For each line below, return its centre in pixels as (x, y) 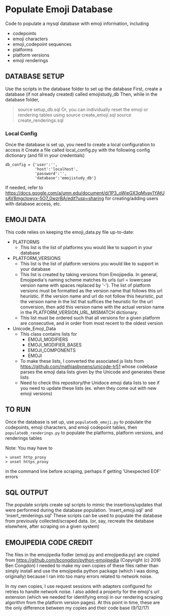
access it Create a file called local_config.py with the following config (78, 150)
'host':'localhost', (57, 169)
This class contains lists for (49, 334)
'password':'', (51, 174)
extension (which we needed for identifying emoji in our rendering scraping (84, 597)
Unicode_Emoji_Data (34, 328)
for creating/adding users (131, 198)
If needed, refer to (24, 188)
